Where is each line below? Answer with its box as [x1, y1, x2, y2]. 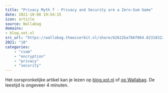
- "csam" [14, 49, 32, 54]
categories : [5, 44, 30, 49]
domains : [5, 26, 23, 31]
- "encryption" [14, 53, 46, 59]
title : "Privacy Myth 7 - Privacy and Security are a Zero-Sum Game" [5, 7, 153, 12]
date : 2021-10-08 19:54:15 [5, 12, 61, 17]
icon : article [5, 16, 35, 21]
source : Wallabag [5, 21, 41, 26]
